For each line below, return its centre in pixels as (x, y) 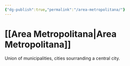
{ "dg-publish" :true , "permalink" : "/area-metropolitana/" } (65, 10)
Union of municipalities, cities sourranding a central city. (62, 58)
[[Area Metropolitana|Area (61, 34)
